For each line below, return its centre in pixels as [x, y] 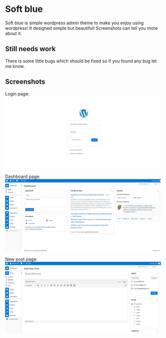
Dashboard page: [23, 176]
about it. [14, 33]
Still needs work [30, 49]
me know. [15, 66]
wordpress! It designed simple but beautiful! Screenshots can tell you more [82, 28]
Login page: [17, 94]
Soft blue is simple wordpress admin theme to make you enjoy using [75, 23]
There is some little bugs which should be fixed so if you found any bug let [81, 61]
